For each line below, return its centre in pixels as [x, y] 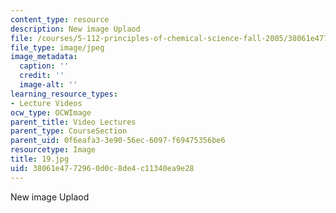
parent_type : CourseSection [69, 131]
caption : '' [44, 66]
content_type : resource [60, 19]
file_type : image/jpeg [57, 47]
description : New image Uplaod [75, 29]
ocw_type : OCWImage [51, 112]
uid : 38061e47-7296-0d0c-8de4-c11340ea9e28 [102, 168]
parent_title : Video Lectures [73, 122]
